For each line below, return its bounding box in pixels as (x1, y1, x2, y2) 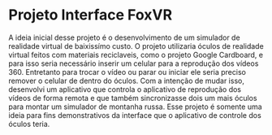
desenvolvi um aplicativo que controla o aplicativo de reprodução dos (8, 84, 242, 94)
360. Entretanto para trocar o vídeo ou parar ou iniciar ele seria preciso (8, 67, 246, 76)
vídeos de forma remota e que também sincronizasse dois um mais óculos (8, 93, 257, 102)
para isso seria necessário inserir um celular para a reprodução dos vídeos (8, 59, 259, 68)
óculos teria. (8, 119, 50, 128)
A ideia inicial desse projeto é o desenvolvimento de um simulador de (8, 33, 241, 42)
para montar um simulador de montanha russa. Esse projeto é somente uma (8, 102, 262, 111)
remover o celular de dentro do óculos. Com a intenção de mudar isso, (8, 76, 245, 85)
